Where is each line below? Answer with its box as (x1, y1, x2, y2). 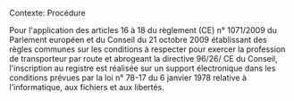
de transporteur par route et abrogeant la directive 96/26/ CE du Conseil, (9, 54, 278, 63)
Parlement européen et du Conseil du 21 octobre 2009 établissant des (9, 35, 267, 45)
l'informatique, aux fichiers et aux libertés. (9, 82, 165, 92)
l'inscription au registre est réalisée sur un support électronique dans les (9, 63, 276, 73)
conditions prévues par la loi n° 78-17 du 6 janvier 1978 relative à (9, 72, 248, 83)
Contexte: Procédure (9, 8, 87, 18)
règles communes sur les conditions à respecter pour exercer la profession (9, 44, 286, 55)
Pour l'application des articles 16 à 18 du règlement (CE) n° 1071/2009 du (9, 25, 277, 35)
